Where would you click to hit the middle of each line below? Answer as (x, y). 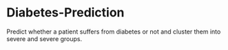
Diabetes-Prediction (65, 13)
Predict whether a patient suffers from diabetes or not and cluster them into (114, 32)
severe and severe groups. (44, 38)
